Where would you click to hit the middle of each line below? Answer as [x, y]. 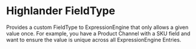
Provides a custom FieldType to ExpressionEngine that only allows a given [97, 27]
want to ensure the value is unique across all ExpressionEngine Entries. [94, 40]
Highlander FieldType [61, 11]
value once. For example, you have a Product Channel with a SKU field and [98, 33]
